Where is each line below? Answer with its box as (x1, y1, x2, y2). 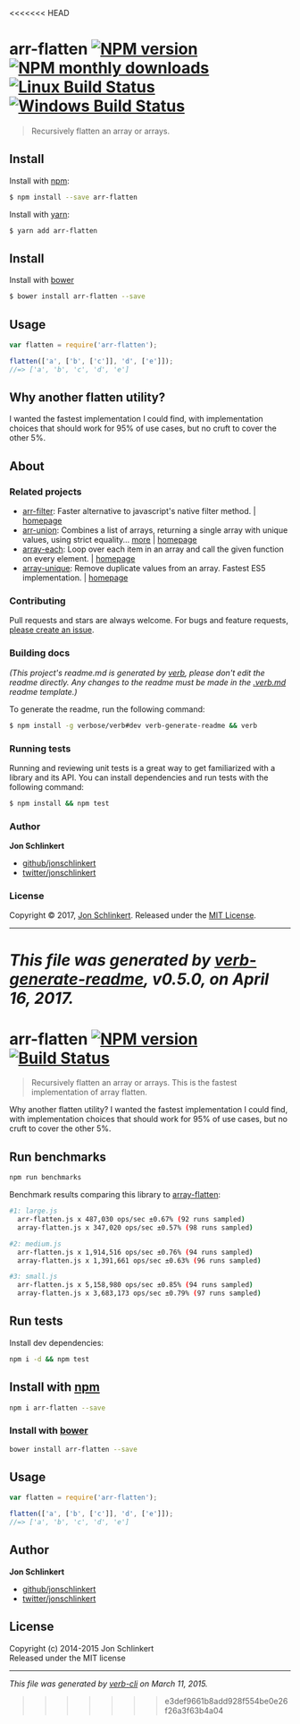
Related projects (9, 485, 82, 498)
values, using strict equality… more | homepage (21, 535, 197, 545)
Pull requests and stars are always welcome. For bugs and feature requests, (9, 615, 288, 626)
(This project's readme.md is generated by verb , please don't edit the (9, 667, 265, 678)
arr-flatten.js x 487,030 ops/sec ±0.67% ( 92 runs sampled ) (17, 1215, 246, 1224)
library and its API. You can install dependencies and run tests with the (9, 772, 269, 783)
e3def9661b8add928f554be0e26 (164, 1695, 288, 1706)
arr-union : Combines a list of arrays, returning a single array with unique (21, 525, 288, 536)
